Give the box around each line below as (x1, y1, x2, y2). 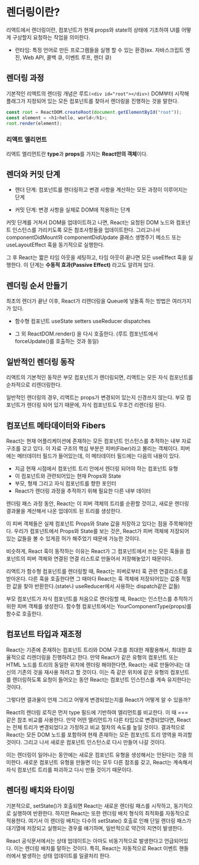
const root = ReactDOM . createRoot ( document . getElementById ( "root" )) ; (6, 109, 182, 115)
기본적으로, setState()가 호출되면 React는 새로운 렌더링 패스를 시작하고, (6, 802, 172, 809)
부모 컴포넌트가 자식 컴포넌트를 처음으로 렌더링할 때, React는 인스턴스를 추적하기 (6, 595, 193, 602)
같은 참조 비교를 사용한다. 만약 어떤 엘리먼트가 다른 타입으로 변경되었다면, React (6, 716, 191, 723)
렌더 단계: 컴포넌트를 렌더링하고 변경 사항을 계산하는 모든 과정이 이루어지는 (14, 186, 188, 194)
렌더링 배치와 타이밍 (6, 785, 75, 795)
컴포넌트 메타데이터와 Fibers (6, 421, 106, 431)
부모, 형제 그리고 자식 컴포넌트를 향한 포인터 (14, 480, 117, 487)
